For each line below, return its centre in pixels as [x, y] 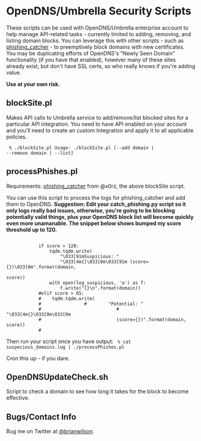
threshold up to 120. [31, 229]
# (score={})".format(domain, [112, 319]
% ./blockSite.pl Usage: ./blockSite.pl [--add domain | [81, 148]
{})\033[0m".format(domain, [41, 267]
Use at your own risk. [33, 84]
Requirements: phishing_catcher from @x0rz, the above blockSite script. [96, 186]
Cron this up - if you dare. [38, 358]
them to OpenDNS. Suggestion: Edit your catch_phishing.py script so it [96, 204]
